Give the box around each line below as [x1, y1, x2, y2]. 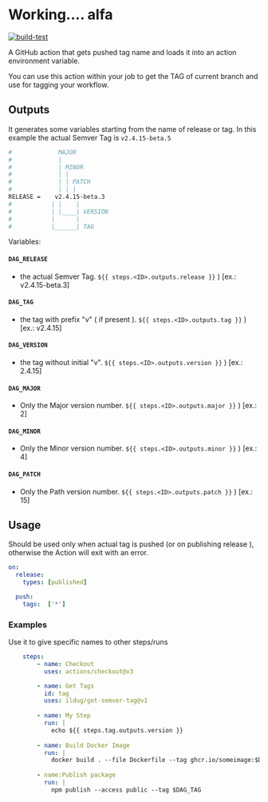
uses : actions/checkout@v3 [43, 667, 134, 676]
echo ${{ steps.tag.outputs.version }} [50, 726, 183, 734]
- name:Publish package [37, 771, 116, 780]
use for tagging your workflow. [8, 80, 109, 89]
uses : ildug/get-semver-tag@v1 [43, 697, 148, 705]
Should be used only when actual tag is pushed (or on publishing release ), [8, 539, 254, 549]
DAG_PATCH [8, 470, 41, 478]
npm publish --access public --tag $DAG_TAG [50, 785, 202, 794]
